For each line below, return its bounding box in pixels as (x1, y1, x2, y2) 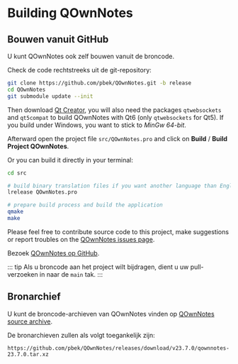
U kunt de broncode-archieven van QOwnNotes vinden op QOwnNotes (7, 309, 215, 318)
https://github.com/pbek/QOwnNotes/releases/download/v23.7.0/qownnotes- (7, 344, 230, 352)
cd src (7, 169, 27, 177)
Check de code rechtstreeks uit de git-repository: (7, 66, 152, 74)
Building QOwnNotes (7, 5, 133, 21)
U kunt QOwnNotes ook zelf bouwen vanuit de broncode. (7, 52, 175, 60)
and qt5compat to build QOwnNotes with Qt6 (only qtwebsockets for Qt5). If (7, 113, 225, 121)
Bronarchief (7, 291, 62, 303)
